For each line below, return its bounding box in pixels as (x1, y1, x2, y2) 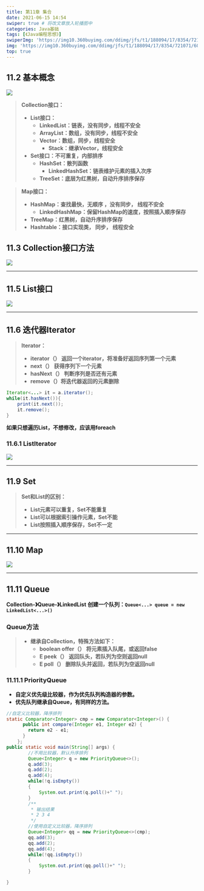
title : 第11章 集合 (6, 9, 52, 15)
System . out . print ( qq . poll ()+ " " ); (38, 863, 126, 869)
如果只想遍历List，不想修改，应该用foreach (6, 424, 116, 431)
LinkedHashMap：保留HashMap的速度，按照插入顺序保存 (39, 208, 186, 216)
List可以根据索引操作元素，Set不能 (30, 514, 118, 521)
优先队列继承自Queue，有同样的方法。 (15, 698, 112, 705)
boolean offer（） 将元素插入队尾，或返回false (39, 645, 158, 653)
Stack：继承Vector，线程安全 (48, 144, 123, 152)
